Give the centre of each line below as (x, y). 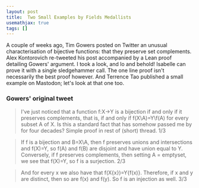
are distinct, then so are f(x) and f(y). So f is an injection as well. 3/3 (104, 178)
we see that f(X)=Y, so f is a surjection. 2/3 (73, 161)
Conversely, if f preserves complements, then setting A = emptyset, (104, 155)
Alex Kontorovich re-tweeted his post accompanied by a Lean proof (89, 58)
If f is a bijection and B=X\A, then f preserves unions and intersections (107, 142)
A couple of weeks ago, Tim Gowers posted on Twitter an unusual (87, 45)
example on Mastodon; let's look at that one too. (65, 83)
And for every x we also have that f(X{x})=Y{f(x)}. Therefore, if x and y (107, 173)
